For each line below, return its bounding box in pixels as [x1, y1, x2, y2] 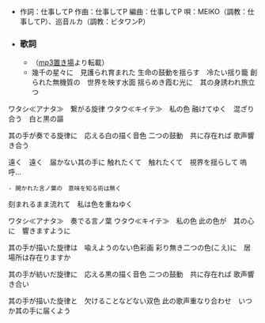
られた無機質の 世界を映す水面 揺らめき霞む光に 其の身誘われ [31, 77, 241, 87]
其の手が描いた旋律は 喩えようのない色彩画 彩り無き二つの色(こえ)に [8, 243, 237, 253]
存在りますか [28, 253, 71, 262]
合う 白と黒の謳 [8, 114, 64, 124]
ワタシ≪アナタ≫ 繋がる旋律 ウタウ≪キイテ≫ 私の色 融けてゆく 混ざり [8, 104, 255, 114]
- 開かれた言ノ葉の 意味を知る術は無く [8, 185, 122, 193]
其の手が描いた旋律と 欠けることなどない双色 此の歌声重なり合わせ [8, 296, 232, 306]
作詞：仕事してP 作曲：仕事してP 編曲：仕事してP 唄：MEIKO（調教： [19, 7, 248, 16]
